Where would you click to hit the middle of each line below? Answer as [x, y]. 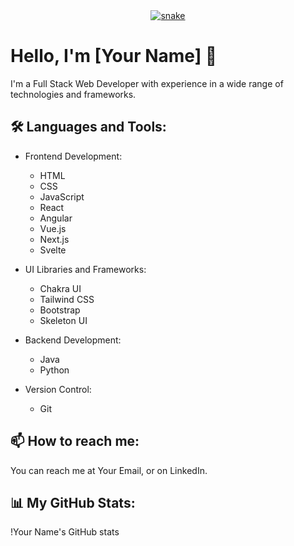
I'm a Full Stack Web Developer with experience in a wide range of [147, 83]
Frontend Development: [73, 156]
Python [54, 370]
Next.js [54, 239]
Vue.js [53, 228]
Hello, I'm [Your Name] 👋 [114, 56]
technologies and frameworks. [73, 94]
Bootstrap [60, 310]
